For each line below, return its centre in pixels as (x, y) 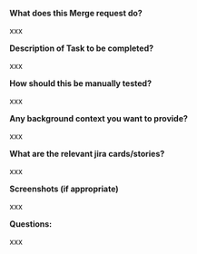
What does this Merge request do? (76, 13)
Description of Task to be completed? (82, 48)
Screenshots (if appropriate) (64, 189)
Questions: (31, 224)
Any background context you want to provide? (99, 118)
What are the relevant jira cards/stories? (87, 154)
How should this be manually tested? (81, 83)
